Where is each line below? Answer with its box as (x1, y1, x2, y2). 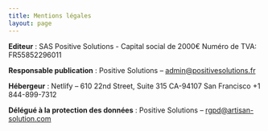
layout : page (8, 19, 52, 27)
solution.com (8, 113, 52, 123)
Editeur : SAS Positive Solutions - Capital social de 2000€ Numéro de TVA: (8, 41, 258, 51)
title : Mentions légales (8, 11, 92, 20)
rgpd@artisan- (204, 105, 254, 115)
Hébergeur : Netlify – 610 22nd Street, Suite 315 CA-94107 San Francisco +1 (8, 81, 261, 91)
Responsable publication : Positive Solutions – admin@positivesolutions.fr (8, 65, 256, 75)
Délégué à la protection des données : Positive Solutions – (8, 105, 204, 115)
